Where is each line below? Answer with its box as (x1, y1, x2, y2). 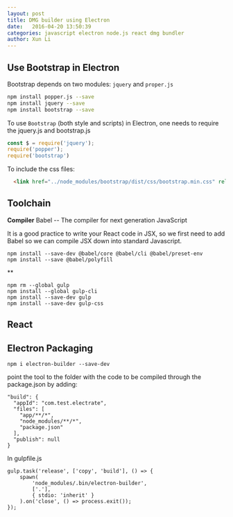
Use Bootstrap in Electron (7, 62, 120, 73)
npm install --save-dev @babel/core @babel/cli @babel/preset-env (7, 250, 203, 257)
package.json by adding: (7, 380, 78, 389)
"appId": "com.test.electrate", (13, 400, 107, 407)
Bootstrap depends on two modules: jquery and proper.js (7, 80, 173, 88)
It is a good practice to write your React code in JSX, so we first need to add (7, 229, 225, 238)
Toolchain (7, 198, 51, 209)
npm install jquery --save (7, 100, 85, 107)
